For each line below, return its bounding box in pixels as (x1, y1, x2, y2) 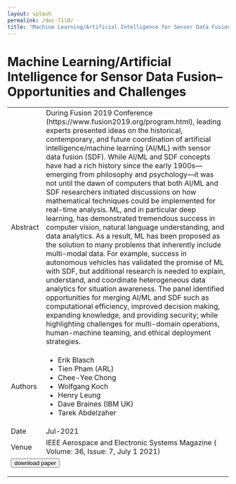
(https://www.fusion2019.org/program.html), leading (45, 117, 221, 127)
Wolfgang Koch (58, 381, 109, 391)
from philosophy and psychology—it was (79, 170, 214, 179)
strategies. (45, 337, 81, 347)
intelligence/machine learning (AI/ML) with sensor (45, 144, 211, 153)
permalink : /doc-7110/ (7, 17, 74, 24)
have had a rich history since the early (45, 161, 172, 171)
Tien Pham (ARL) (58, 364, 114, 374)
